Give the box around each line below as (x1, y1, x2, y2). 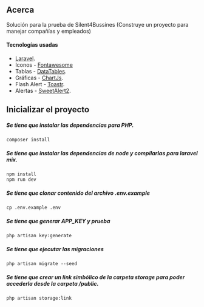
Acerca (6, 5, 35, 15)
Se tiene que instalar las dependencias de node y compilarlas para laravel (6, 149, 198, 157)
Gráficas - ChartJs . (15, 74, 64, 81)
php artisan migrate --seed (6, 261, 78, 267)
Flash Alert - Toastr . (15, 81, 65, 88)
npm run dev (6, 177, 36, 183)
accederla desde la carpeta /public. (6, 280, 99, 287)
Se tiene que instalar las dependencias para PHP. (6, 121, 134, 129)
